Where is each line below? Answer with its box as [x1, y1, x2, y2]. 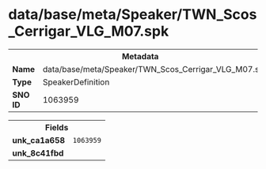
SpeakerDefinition [42, 77, 110, 88]
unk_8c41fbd [12, 148, 64, 159]
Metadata [121, 51, 159, 62]
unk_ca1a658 [12, 134, 66, 145]
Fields [44, 122, 69, 133]
